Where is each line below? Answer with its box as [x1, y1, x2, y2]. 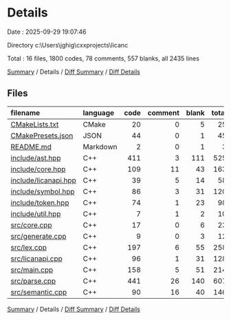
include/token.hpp [10, 198, 69, 207]
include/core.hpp [10, 164, 66, 173]
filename [10, 108, 41, 118]
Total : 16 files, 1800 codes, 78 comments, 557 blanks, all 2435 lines [7, 54, 199, 63]
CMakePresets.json [10, 131, 74, 140]
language [82, 108, 115, 118]
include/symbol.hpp [10, 186, 75, 196]
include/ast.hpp [10, 153, 61, 162]
